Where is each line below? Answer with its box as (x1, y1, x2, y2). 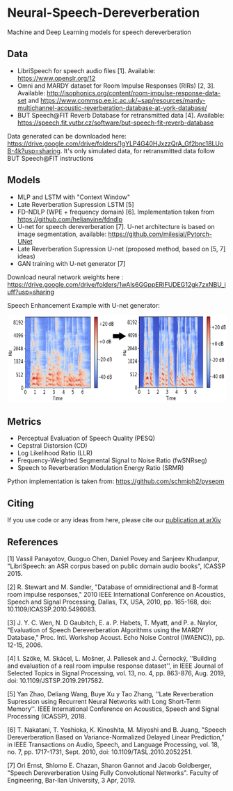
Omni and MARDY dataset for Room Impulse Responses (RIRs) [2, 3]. (17, 81, 216, 90)
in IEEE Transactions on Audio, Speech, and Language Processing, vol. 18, (7, 740, 220, 749)
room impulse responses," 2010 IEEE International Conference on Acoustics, (7, 590, 226, 598)
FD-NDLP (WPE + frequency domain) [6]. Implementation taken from (17, 207, 215, 216)
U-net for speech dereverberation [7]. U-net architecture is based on (17, 222, 215, 230)
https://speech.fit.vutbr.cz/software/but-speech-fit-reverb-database (17, 118, 214, 127)
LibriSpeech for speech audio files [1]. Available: (17, 66, 156, 75)
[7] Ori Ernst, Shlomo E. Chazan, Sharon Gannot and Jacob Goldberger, (7, 761, 212, 769)
